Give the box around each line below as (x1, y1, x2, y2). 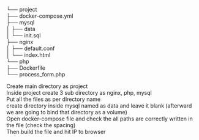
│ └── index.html (6, 51, 51, 58)
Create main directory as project (6, 83, 88, 90)
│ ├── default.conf (6, 45, 55, 52)
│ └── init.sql (6, 32, 41, 39)
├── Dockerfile (6, 64, 46, 72)
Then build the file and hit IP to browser (6, 128, 106, 135)
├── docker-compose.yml (6, 12, 73, 20)
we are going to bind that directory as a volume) (6, 109, 127, 116)
